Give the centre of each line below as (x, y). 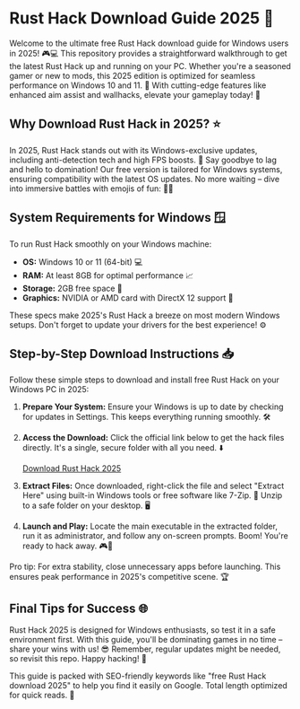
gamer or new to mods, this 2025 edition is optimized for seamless (133, 75)
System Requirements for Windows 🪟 (118, 218)
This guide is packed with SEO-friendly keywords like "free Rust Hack (138, 676)
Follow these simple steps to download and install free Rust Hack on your (145, 380)
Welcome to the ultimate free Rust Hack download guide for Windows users (149, 43)
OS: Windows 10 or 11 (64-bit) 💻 (82, 262)
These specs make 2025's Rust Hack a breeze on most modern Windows (145, 315)
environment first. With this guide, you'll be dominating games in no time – (146, 640)
